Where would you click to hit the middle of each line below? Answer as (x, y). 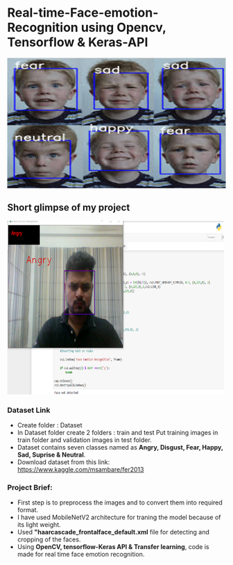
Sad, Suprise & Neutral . (51, 455)
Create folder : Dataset (50, 425)
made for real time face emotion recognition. (81, 555)
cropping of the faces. (49, 539)
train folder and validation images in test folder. (85, 440)
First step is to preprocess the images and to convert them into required (120, 502)
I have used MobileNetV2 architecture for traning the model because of (119, 517)
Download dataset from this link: (63, 462)
